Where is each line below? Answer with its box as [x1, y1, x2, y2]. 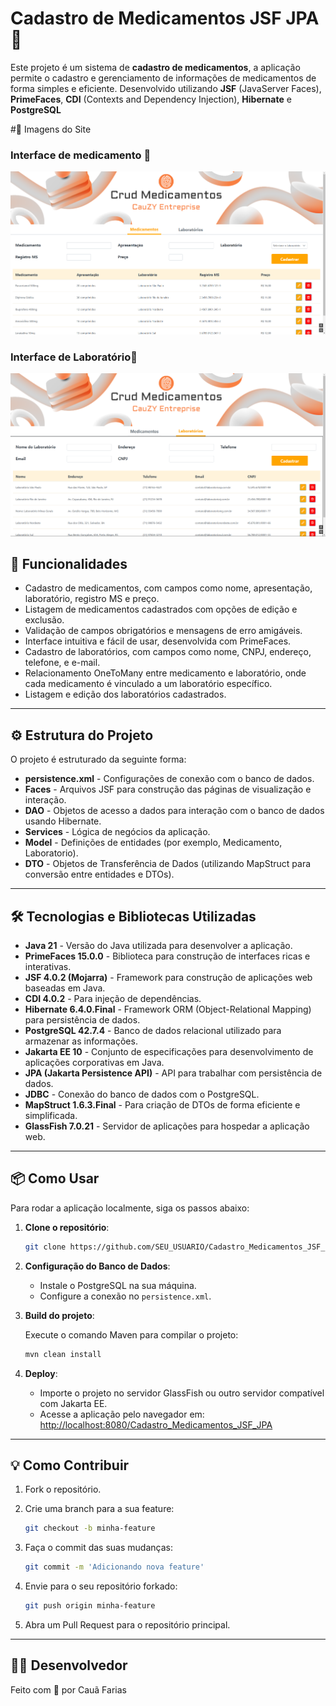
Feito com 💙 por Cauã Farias [10, 1683, 127, 1696]
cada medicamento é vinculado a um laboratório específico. [24, 678, 273, 690]
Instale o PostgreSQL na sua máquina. [39, 1279, 197, 1291]
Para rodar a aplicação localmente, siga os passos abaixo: [10, 1202, 250, 1214]
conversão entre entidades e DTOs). [24, 868, 175, 881]
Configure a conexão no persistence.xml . [39, 1290, 212, 1302]
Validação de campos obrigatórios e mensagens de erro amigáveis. [24, 625, 303, 637]
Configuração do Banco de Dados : [24, 1260, 171, 1272]
